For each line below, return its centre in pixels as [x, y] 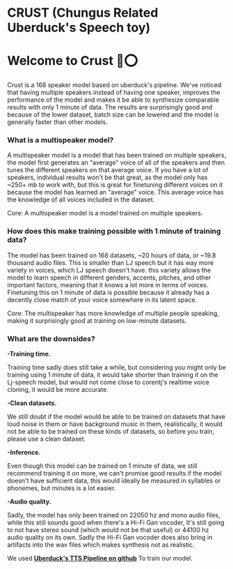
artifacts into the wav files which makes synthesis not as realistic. [101, 545]
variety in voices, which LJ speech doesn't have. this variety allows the [109, 270]
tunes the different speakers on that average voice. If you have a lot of [108, 170]
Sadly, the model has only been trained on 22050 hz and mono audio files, [114, 515]
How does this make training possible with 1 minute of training [114, 232]
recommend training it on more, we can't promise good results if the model [114, 473]
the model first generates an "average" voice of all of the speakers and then [116, 162]
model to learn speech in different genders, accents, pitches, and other [109, 278]
